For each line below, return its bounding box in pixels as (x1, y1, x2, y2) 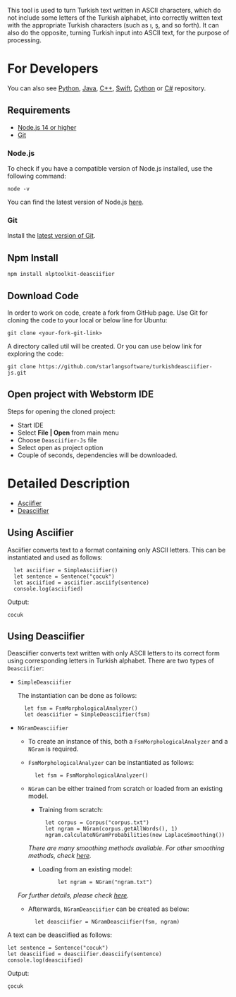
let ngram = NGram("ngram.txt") (57, 878, 153, 886)
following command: (7, 172, 67, 181)
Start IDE (17, 421, 44, 429)
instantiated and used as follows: (7, 553, 103, 562)
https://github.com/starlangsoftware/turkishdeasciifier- (38, 363, 213, 370)
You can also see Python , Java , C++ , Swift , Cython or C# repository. (7, 84, 206, 92)
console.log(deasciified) (7, 957, 83, 964)
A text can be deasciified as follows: (7, 931, 113, 939)
